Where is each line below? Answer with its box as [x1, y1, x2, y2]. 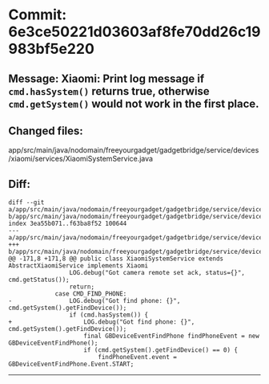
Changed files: [8, 124, 84, 137]
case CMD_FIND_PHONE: [54, 290, 127, 298]
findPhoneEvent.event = [97, 353, 178, 362]
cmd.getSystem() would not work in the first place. [8, 96, 259, 110]
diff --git [8, 198, 45, 206]
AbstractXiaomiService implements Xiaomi [8, 262, 149, 270]
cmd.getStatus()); [8, 276, 70, 284]
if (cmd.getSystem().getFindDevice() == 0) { [83, 346, 239, 354]
